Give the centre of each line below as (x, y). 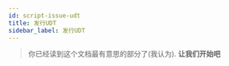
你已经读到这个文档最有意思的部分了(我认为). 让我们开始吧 (124, 54)
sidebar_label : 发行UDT (47, 30)
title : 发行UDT (33, 23)
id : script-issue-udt (45, 16)
